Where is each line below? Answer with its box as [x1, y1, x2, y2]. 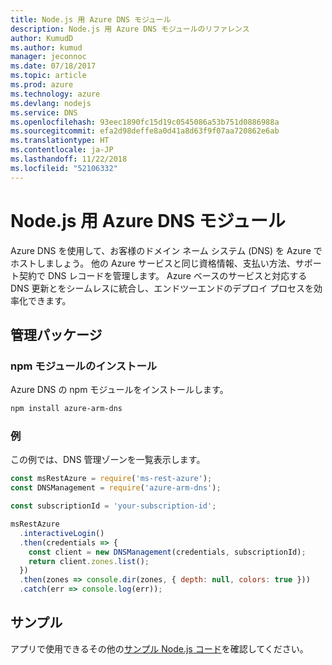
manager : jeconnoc [10, 52, 87, 62]
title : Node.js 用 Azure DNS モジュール [10, 14, 172, 25]
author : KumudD [10, 33, 74, 43]
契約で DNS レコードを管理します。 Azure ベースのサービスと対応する [18, 269, 308, 281]
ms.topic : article [10, 71, 87, 81]
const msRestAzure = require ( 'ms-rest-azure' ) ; [10, 474, 213, 484]
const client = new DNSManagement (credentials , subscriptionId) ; [28, 547, 307, 557]
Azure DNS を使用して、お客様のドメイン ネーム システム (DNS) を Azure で [10, 244, 323, 256]
